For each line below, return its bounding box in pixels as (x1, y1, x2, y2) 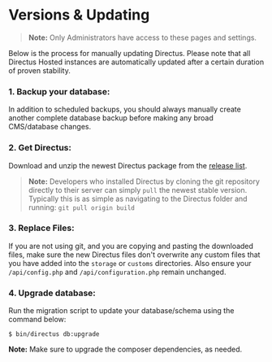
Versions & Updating (8, 6, 150, 24)
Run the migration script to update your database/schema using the (8, 306, 235, 316)
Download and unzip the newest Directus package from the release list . (8, 160, 248, 170)
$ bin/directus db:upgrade (8, 330, 100, 338)
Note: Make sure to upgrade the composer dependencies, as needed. (8, 344, 243, 355)
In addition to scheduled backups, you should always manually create (8, 104, 241, 115)
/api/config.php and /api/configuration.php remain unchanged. (8, 267, 227, 277)
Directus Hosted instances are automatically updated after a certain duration (8, 57, 265, 67)
